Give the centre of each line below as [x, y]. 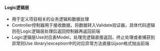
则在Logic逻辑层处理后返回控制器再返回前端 [56, 31]
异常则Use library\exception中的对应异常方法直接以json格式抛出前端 [80, 43]
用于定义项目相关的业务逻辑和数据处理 [50, 19]
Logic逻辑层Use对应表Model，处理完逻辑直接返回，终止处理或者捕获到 [83, 37]
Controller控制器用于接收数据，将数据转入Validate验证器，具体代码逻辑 [83, 25]
